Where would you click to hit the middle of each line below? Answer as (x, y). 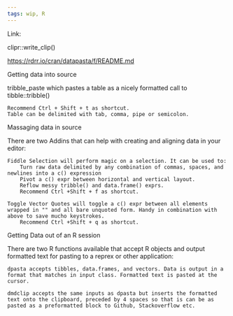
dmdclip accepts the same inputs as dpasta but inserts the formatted (112, 293)
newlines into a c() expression (54, 173)
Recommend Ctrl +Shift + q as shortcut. (79, 222)
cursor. (19, 281)
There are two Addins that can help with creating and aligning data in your (114, 141)
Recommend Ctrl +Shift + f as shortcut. (79, 192)
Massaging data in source (44, 127)
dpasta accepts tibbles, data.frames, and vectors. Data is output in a (115, 269)
